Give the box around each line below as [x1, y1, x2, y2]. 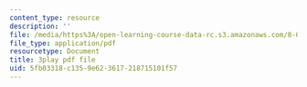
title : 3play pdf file [9, 55, 96, 64]
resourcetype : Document [9, 47, 101, 56]
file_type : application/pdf [9, 38, 117, 48]
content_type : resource [9, 13, 101, 23]
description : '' [9, 22, 71, 31]
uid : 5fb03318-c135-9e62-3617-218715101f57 [9, 64, 178, 73]
